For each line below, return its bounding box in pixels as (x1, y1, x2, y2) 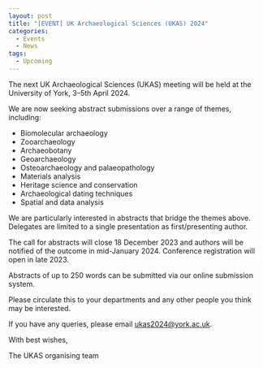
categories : (8, 27, 49, 35)
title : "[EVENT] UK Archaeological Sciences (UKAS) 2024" (8, 19, 209, 28)
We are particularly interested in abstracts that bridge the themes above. (8, 213, 252, 223)
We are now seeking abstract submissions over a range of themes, (8, 103, 232, 114)
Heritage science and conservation (19, 180, 138, 189)
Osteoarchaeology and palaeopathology (19, 162, 155, 172)
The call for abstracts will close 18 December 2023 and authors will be (8, 237, 244, 247)
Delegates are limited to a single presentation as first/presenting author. (8, 221, 248, 232)
